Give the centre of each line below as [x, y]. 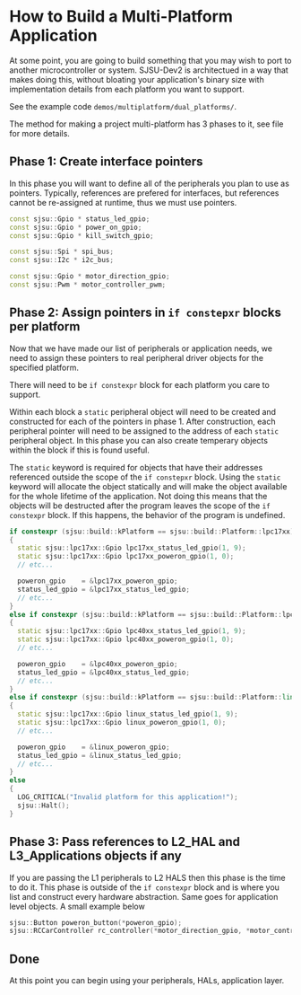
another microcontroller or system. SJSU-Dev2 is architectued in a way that [149, 70]
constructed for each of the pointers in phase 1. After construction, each [142, 421]
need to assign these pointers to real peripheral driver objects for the [137, 357]
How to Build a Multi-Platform [121, 17]
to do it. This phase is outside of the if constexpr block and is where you [145, 887]
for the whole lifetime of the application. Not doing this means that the [138, 496]
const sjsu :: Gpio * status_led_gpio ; [80, 219]
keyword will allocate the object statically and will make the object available [148, 486]
